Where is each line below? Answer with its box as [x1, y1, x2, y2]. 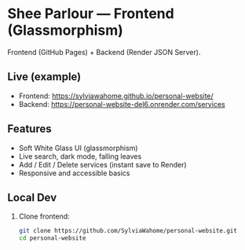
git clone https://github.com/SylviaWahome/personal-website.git [18, 227, 237, 235]
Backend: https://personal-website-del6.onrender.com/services [18, 99, 225, 108]
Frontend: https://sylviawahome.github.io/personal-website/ [18, 91, 214, 101]
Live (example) [7, 70, 82, 83]
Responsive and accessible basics [18, 168, 130, 178]
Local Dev [7, 190, 57, 204]
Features [7, 123, 52, 136]
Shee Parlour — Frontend [7, 5, 174, 23]
